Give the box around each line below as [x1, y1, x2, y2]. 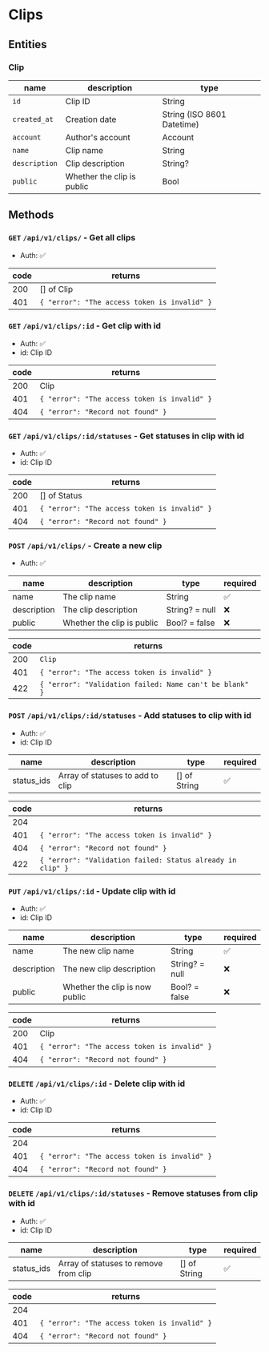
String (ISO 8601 [162, 108, 227, 119]
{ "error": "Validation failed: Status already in [39, 855, 237, 865]
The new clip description [62, 963, 156, 975]
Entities [8, 38, 47, 51]
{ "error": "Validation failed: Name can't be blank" [39, 680, 250, 689]
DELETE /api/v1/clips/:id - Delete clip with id [8, 1078, 186, 1089]
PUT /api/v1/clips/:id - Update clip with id [8, 886, 176, 897]
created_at [12, 115, 54, 123]
